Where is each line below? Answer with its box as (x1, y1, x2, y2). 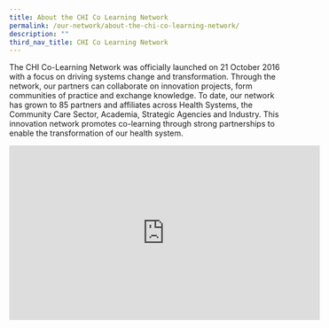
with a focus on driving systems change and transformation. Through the (9, 72, 277, 82)
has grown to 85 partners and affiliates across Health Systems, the (9, 99, 253, 111)
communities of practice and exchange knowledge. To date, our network (9, 90, 275, 101)
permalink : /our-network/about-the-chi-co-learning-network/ (9, 21, 240, 30)
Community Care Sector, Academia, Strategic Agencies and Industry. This (9, 109, 279, 120)
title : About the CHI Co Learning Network (9, 12, 168, 22)
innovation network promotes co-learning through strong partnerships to (9, 119, 275, 129)
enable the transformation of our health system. (9, 128, 184, 138)
